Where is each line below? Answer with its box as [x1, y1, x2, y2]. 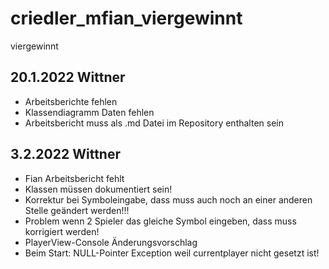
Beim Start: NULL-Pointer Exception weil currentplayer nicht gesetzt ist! [24, 247, 320, 259]
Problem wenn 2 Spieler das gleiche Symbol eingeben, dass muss [24, 215, 297, 227]
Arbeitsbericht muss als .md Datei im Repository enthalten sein [24, 117, 284, 129]
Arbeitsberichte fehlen [24, 95, 118, 107]
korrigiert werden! [24, 225, 100, 237]
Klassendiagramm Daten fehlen [24, 106, 155, 118]
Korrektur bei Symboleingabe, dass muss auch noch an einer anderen [24, 193, 313, 206]
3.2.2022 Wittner [10, 146, 121, 163]
